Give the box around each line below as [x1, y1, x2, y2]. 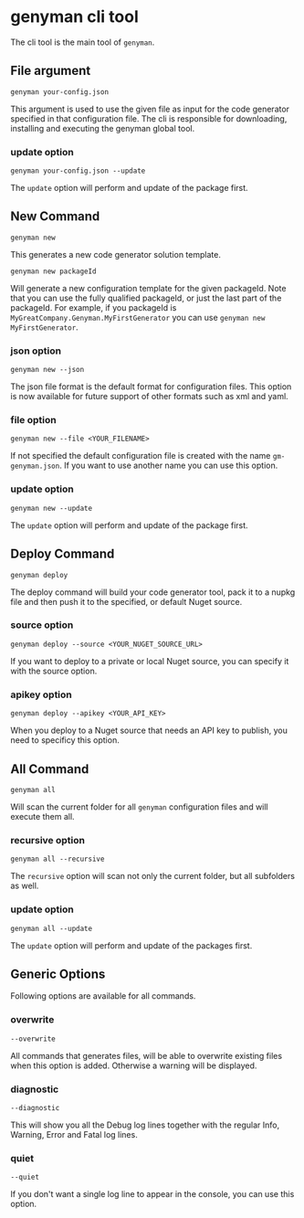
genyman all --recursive [10, 854, 105, 864]
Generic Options [10, 966, 106, 981]
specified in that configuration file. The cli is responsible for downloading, [10, 112, 288, 124]
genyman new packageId [10, 267, 97, 276]
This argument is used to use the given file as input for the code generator [10, 103, 290, 114]
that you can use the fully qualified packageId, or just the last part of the [10, 292, 282, 303]
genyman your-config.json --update [10, 166, 146, 175]
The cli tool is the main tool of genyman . [10, 37, 155, 48]
